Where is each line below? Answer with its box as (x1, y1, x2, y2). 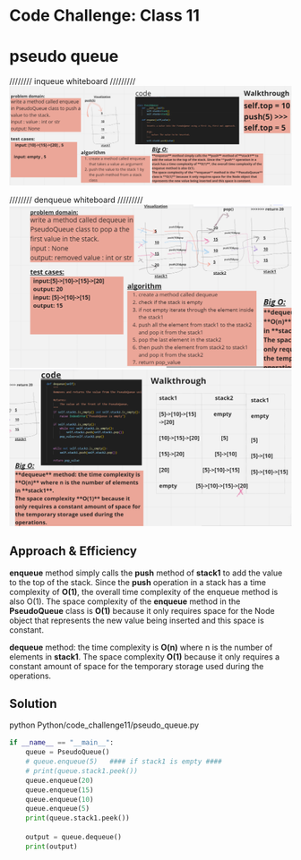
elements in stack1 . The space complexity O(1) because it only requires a (9, 651, 280, 662)
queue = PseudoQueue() (25, 748, 110, 757)
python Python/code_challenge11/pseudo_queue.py (9, 720, 200, 730)
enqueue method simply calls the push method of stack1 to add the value (9, 567, 283, 578)
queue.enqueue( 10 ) (25, 795, 94, 804)
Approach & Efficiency (9, 543, 137, 559)
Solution (9, 695, 57, 711)
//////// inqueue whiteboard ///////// (9, 76, 136, 87)
